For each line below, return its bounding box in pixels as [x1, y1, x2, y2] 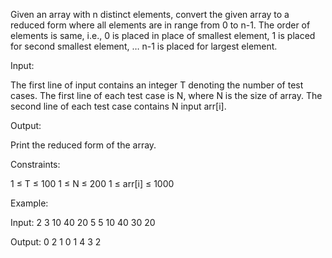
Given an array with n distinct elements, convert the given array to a [10, 9, 290, 20]
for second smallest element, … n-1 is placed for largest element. [10, 40, 278, 52]
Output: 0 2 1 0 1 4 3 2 [10, 236, 102, 248]
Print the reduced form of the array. [10, 139, 157, 151]
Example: [10, 197, 49, 209]
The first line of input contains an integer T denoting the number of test [10, 79, 304, 91]
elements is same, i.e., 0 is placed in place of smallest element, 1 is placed [10, 30, 316, 41]
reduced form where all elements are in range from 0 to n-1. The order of [10, 19, 311, 31]
